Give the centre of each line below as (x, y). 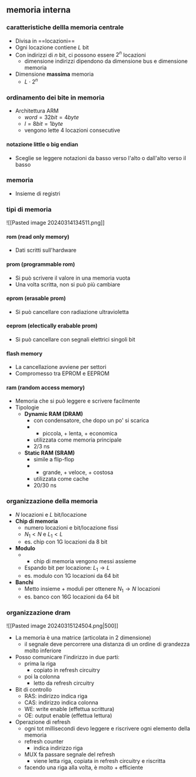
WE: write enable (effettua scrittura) (69, 709)
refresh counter (44, 742)
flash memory (24, 353)
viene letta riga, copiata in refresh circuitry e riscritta (100, 761)
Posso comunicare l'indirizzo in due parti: (67, 657)
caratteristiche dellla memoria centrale (65, 27)
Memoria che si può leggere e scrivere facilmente (78, 401)
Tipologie (27, 407)
